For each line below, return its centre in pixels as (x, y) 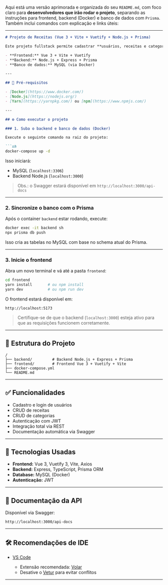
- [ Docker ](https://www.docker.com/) (44, 92)
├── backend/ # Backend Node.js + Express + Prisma (69, 359)
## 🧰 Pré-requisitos (27, 83)
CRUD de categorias (33, 415)
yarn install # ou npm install (44, 285)
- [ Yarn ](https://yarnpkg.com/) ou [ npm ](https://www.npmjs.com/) (76, 101)
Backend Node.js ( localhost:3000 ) (48, 176)
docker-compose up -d (28, 151)
